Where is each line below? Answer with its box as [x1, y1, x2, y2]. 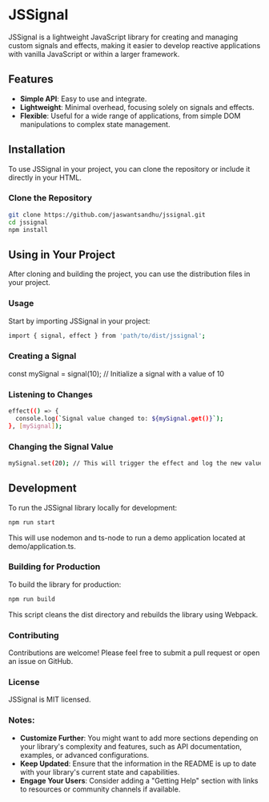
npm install [8, 226, 48, 234]
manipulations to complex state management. [19, 119, 171, 129]
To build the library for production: [8, 580, 122, 589]
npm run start [8, 518, 56, 527]
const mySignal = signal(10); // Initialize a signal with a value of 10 [8, 368, 225, 378]
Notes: [8, 714, 35, 726]
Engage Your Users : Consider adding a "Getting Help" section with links [19, 776, 259, 785]
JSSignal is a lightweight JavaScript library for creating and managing [8, 32, 239, 42]
